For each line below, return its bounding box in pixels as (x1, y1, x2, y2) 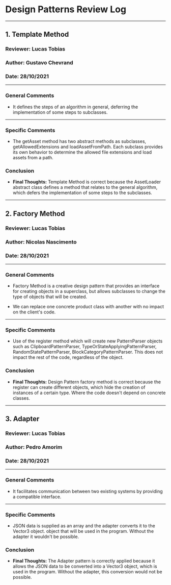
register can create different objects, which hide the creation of (12, 384, 146, 390)
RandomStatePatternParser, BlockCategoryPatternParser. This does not (12, 349, 163, 355)
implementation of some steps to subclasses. (12, 109, 108, 115)
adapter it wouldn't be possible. (12, 533, 79, 540)
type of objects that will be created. (12, 294, 88, 300)
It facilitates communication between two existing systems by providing (12, 488, 163, 494)
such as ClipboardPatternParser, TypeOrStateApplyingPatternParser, (12, 344, 157, 350)
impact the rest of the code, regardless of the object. (12, 354, 124, 360)
